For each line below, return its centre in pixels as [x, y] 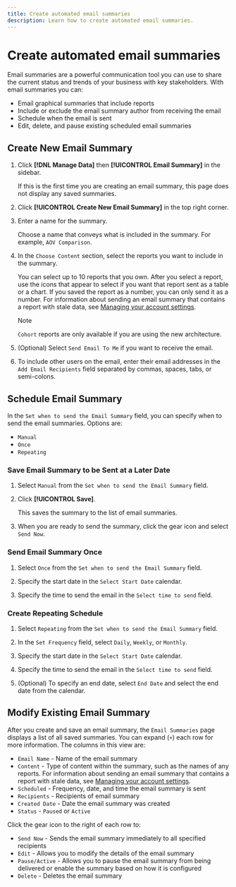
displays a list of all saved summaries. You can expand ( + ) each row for [110, 737]
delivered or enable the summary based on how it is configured [110, 868]
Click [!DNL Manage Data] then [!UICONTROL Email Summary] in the [119, 165]
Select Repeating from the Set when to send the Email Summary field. [118, 628]
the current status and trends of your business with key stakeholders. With [116, 82]
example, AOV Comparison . [55, 242]
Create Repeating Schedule [55, 613]
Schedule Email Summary [65, 399]
